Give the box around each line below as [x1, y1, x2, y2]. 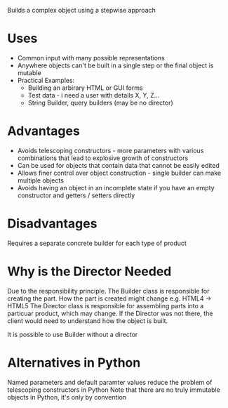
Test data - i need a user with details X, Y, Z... [27, 91, 160, 99]
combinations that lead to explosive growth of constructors [17, 154, 189, 162]
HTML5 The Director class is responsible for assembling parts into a [7, 301, 204, 310]
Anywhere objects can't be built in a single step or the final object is [17, 61, 214, 70]
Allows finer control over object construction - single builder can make [17, 169, 222, 177]
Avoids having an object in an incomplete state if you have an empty [17, 183, 215, 192]
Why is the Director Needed [7, 263, 172, 279]
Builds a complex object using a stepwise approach [7, 6, 156, 14]
